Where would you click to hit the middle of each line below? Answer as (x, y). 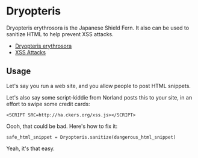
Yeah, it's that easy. (31, 148)
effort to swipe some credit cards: (48, 104)
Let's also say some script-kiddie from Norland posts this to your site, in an (99, 97)
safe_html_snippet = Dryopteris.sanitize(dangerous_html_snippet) (91, 137)
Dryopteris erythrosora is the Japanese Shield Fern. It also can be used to (98, 28)
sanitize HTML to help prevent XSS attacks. (60, 34)
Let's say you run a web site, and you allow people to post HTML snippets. (99, 86)
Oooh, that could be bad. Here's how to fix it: (62, 126)
